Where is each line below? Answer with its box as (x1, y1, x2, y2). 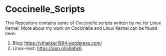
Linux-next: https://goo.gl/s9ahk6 (12, 45, 82, 51)
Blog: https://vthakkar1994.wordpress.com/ (12, 40, 102, 46)
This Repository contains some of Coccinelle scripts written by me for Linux (5, 20, 161, 26)
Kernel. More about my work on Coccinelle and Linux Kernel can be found (5, 25, 157, 31)
